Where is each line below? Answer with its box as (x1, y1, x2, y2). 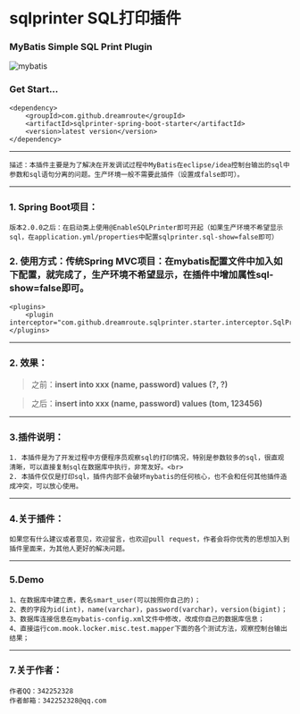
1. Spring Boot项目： (9, 200, 98, 213)
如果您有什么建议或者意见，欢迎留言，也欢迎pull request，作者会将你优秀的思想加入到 (9, 535, 290, 544)
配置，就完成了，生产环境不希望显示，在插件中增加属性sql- (18, 269, 274, 281)
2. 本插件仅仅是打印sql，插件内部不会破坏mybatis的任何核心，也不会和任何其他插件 (9, 472, 281, 481)
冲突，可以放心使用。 (15, 482, 83, 491)
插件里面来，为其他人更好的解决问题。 (9, 544, 129, 554)
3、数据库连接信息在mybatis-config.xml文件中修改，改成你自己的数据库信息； (9, 614, 265, 624)
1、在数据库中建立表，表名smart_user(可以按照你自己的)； (9, 595, 201, 604)
